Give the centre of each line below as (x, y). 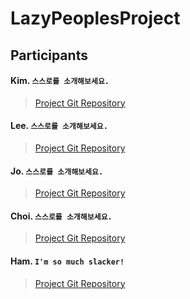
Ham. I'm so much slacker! (67, 261)
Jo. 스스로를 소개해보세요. (57, 171)
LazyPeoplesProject (95, 18)
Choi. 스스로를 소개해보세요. (61, 216)
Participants (49, 55)
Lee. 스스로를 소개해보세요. (59, 126)
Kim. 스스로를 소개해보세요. (60, 81)
